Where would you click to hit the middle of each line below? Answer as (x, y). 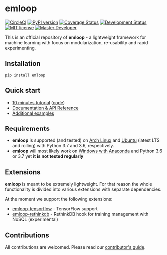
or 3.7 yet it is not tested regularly (48, 156)
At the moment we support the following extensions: (59, 199)
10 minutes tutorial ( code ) (39, 102)
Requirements (27, 128)
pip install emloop (25, 75)
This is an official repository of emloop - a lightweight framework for (76, 37)
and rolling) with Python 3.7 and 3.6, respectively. (63, 146)
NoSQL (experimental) (35, 219)
